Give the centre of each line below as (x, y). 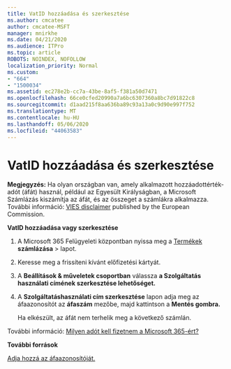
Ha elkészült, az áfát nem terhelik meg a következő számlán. (104, 318)
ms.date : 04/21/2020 (37, 40)
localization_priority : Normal (53, 66)
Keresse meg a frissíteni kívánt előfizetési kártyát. (89, 262)
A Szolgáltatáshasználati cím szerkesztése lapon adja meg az (108, 297)
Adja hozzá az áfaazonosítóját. (51, 359)
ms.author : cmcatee (36, 20)
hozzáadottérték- (199, 184)
